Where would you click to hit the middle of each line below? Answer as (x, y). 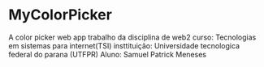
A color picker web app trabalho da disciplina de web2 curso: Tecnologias (132, 37)
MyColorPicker (60, 15)
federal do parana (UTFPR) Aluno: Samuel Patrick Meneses (108, 54)
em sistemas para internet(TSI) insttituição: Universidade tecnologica (124, 45)
